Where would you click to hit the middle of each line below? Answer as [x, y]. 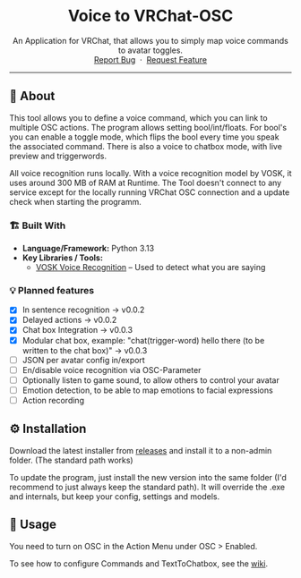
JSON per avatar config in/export [83, 360]
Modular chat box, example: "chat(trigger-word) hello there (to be [143, 340]
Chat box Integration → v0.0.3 [77, 330]
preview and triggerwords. [58, 156]
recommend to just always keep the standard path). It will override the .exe [147, 487]
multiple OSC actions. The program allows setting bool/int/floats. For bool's [148, 127]
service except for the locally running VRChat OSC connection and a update [150, 192]
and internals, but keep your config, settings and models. [115, 496]
